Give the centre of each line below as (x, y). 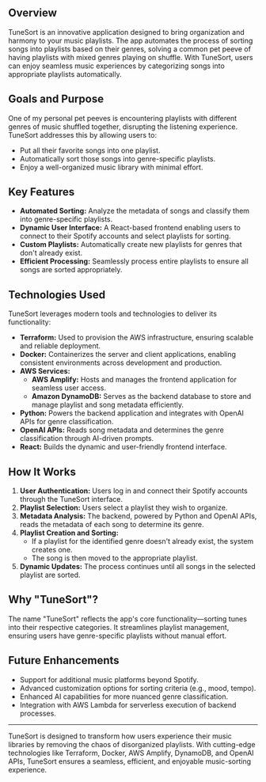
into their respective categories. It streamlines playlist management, (119, 627)
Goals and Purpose (56, 99)
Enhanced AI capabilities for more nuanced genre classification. (124, 697)
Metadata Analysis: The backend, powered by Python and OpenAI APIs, (138, 516)
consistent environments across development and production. (121, 363)
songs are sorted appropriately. (71, 270)
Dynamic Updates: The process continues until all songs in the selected (137, 567)
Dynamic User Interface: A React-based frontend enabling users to (130, 228)
